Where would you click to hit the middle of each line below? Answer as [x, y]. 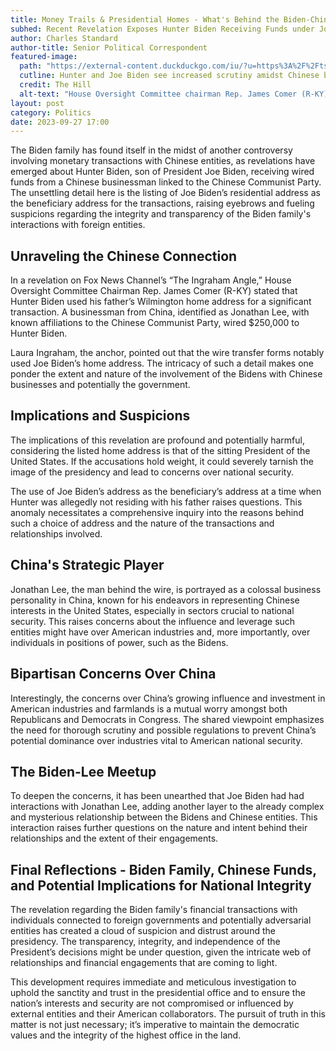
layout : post [37, 103]
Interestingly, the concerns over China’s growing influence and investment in [168, 698]
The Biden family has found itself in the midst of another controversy [151, 150]
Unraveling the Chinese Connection [124, 256]
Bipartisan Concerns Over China [113, 674]
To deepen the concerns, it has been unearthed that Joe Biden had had [157, 796]
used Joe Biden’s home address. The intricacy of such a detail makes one [162, 363]
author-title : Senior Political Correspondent [109, 47]
